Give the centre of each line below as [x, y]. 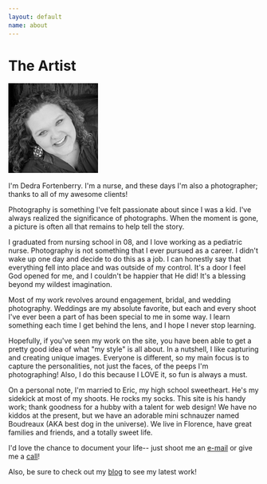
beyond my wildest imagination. [61, 285]
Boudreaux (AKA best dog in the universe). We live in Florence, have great [130, 424]
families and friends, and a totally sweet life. [80, 433]
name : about [28, 25]
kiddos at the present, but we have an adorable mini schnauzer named [124, 415]
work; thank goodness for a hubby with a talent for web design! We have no [133, 407]
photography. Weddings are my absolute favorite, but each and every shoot [132, 309]
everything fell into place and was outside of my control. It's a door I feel [127, 268]
